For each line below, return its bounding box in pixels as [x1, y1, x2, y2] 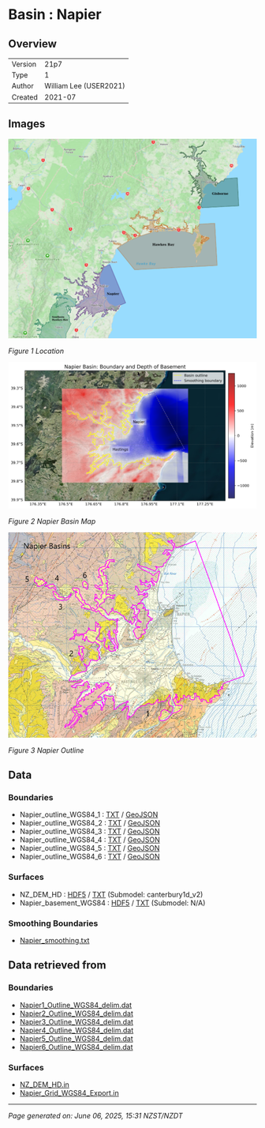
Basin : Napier [8, 6, 103, 24]
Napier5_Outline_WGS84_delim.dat [19, 1033, 134, 1043]
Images [8, 117, 46, 131]
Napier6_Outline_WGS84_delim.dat [19, 1042, 133, 1051]
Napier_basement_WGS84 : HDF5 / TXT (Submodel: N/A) [19, 898, 206, 908]
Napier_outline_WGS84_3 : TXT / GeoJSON [19, 827, 160, 837]
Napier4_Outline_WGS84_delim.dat [19, 1025, 134, 1035]
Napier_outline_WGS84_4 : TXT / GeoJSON [19, 835, 160, 844]
